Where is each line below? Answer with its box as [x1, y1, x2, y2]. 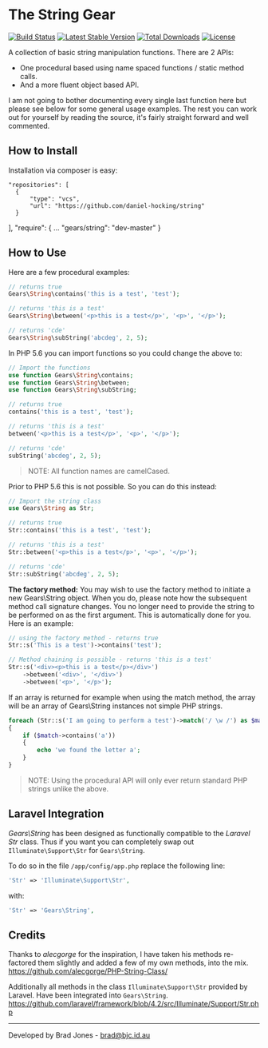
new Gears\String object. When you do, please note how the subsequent [8, 593, 247, 603]
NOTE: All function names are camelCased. [27, 466, 170, 476]
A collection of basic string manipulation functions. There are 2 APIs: [8, 47, 234, 57]
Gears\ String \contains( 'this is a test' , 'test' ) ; [8, 290, 180, 298]
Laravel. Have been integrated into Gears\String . [8, 990, 169, 1000]
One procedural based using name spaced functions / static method [19, 62, 245, 73]
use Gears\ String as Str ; [8, 504, 94, 512]
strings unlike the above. [27, 783, 109, 793]
